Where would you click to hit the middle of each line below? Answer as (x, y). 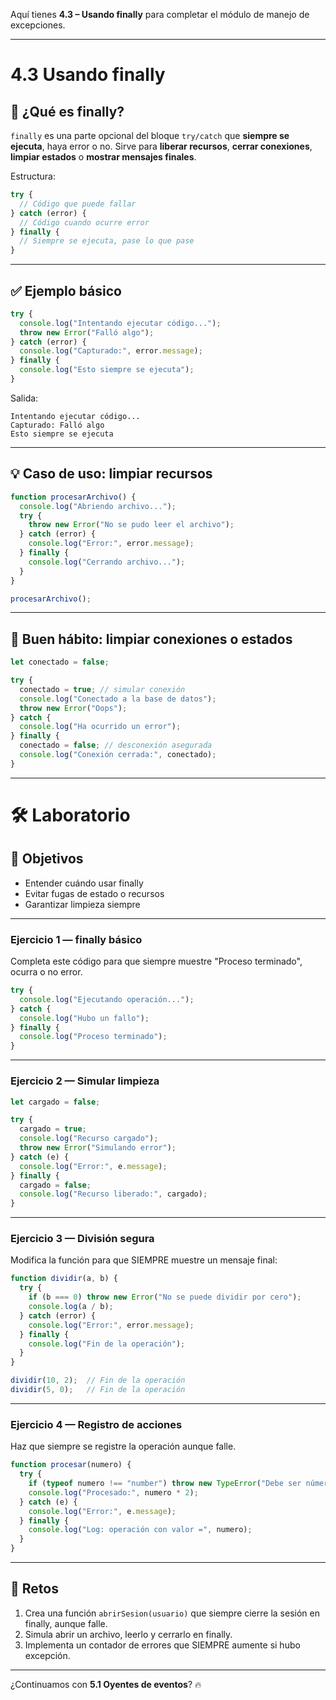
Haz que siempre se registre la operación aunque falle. (123, 1446)
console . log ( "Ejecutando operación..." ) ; (107, 999)
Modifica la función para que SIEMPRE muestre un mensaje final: (144, 1260)
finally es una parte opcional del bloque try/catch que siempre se (150, 135)
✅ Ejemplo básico (66, 290)
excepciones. (38, 25)
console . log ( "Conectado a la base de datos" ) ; (118, 699)
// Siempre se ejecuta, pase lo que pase (107, 241)
